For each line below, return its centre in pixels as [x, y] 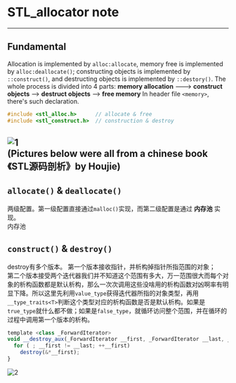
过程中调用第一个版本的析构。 [50, 319]
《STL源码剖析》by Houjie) [64, 166]
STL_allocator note [63, 12]
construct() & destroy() [60, 249]
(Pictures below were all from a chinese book [108, 153]
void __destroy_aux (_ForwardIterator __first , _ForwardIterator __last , [116, 339]
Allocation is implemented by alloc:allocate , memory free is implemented [115, 63]
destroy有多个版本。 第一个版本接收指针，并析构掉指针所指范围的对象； [111, 266]
